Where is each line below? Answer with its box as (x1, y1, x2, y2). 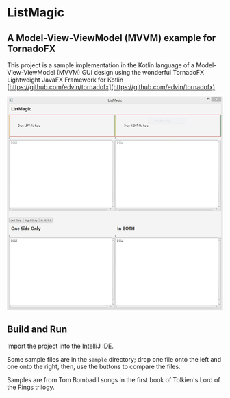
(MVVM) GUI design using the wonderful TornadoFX (56, 69, 204, 76)
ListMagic (7, 5, 65, 21)
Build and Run (7, 324, 67, 336)
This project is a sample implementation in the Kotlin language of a (7, 61, 195, 69)
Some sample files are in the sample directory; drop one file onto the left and (7, 355, 221, 363)
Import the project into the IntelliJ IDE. (7, 342, 114, 350)
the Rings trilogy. (7, 383, 55, 391)
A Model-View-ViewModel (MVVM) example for (7, 32, 216, 44)
